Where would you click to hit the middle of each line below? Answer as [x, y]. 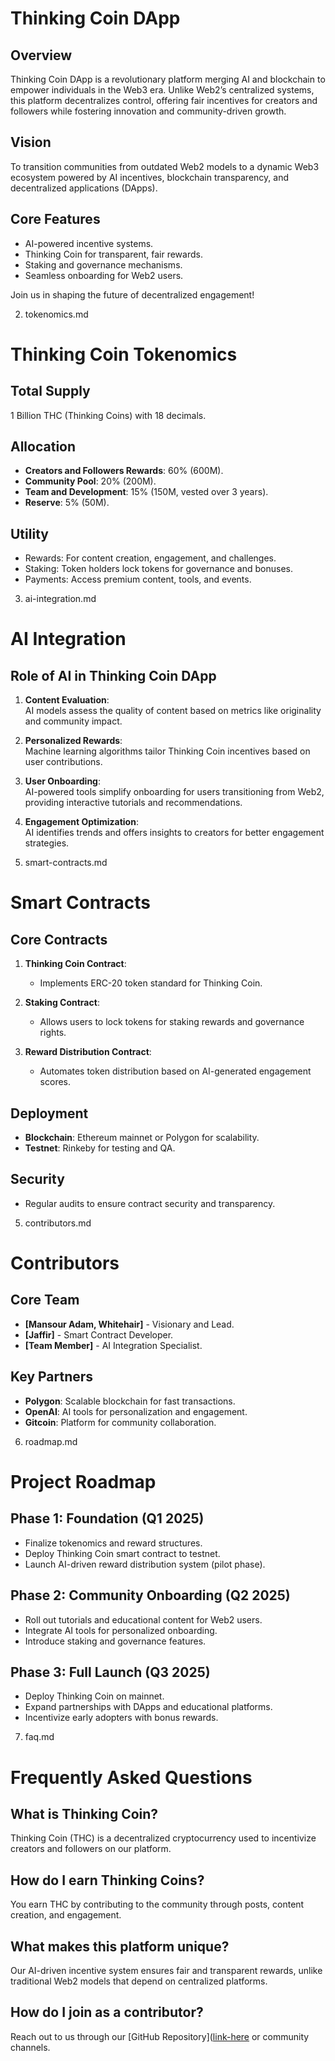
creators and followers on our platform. [91, 1849]
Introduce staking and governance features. [115, 1641]
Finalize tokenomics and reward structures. [113, 1543]
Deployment [49, 1113]
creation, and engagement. [66, 1915]
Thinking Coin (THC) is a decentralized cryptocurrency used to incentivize [163, 1838]
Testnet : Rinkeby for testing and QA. [100, 1148]
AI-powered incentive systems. [89, 243]
